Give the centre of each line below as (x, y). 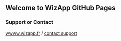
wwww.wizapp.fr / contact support (41, 33)
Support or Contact (29, 22)
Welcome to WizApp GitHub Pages (61, 8)
